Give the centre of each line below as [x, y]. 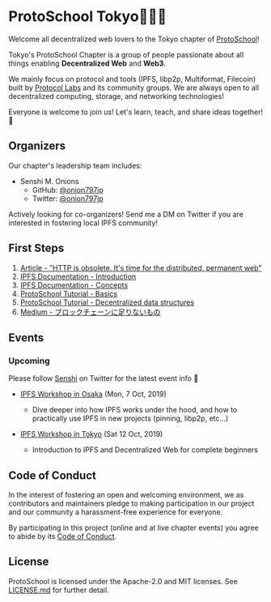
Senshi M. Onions [49, 181]
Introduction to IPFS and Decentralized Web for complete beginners [145, 450]
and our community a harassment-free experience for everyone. [116, 512]
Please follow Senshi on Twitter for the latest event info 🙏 [104, 378]
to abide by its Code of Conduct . [63, 536]
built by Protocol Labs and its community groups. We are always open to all [134, 88]
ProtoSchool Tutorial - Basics [69, 293]
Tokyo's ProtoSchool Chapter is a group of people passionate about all [126, 54]
